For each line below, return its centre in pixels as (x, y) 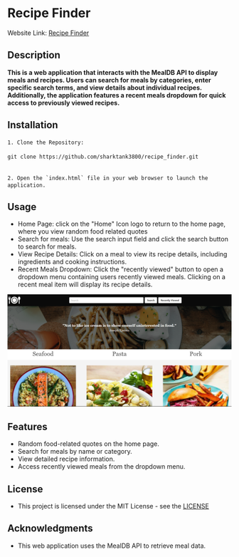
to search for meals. (47, 246)
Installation (33, 125)
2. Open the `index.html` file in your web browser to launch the (108, 178)
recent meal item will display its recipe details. (85, 285)
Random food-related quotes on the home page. (89, 444)
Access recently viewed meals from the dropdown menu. (101, 467)
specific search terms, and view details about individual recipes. (105, 88)
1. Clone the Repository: (46, 142)
